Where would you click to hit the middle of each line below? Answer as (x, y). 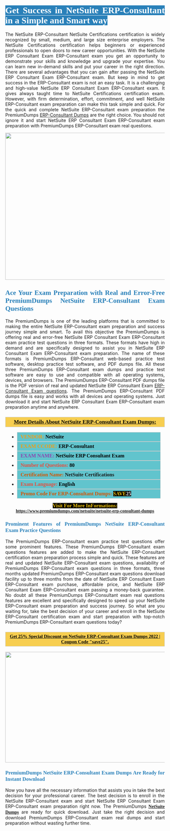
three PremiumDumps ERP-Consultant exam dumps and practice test (85, 369)
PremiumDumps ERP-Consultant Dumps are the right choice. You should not (85, 115)
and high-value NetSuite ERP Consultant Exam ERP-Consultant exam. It (85, 88)
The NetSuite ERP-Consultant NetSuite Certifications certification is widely (85, 34)
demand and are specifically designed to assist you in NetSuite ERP (85, 348)
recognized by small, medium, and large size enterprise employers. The (85, 39)
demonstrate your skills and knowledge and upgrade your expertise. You (85, 61)
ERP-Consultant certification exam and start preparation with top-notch (85, 617)
